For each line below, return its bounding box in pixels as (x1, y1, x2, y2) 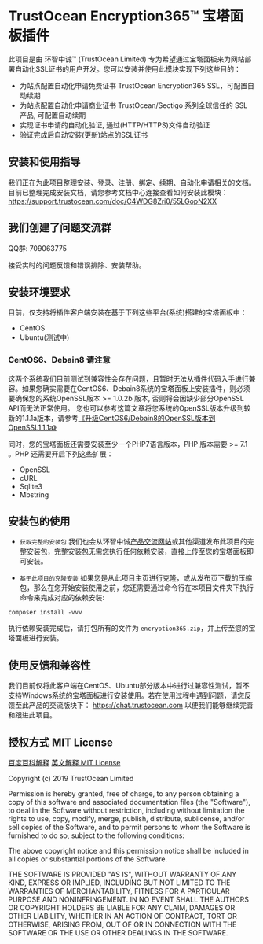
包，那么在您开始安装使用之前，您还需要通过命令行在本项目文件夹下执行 (19, 583, 254, 592)
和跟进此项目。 (8, 710, 57, 720)
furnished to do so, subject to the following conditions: (8, 831, 184, 840)
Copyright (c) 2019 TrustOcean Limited (8, 774, 134, 784)
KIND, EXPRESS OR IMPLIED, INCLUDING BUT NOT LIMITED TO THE (8, 878, 231, 887)
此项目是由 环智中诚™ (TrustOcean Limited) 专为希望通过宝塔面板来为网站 (8, 54, 245, 64)
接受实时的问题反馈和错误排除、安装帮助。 (8, 260, 146, 270)
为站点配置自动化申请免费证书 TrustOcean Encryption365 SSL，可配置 (19, 80, 248, 90)
